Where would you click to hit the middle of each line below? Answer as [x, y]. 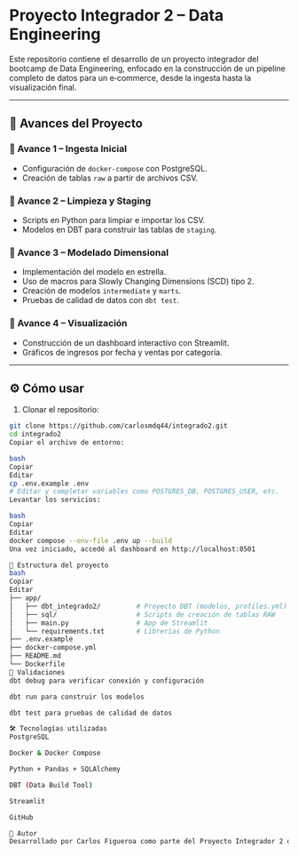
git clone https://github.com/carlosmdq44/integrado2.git [118, 426]
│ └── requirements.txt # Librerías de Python [114, 631]
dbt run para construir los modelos [77, 697]
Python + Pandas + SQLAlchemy [65, 770]
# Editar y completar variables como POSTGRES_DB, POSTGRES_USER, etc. [144, 491]
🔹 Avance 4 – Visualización [68, 324]
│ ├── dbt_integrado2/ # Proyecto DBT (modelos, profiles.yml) [149, 606]
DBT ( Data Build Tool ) [51, 785]
